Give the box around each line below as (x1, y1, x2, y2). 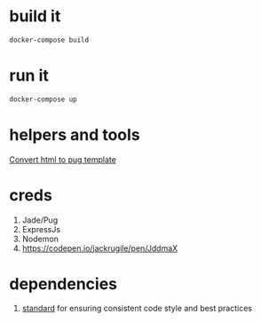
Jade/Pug (21, 215, 59, 225)
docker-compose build (9, 35, 90, 44)
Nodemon (21, 233, 59, 244)
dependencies (9, 273, 118, 294)
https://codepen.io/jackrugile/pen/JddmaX (21, 242, 178, 254)
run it (9, 66, 49, 85)
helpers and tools (9, 124, 140, 145)
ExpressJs (21, 224, 60, 234)
